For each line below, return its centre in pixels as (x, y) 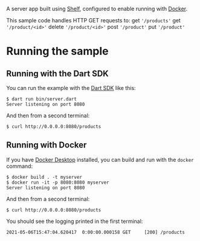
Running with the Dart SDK (57, 73)
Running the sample (57, 51)
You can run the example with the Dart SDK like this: (71, 88)
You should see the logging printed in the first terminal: (75, 221)
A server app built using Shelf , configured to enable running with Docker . (97, 9)
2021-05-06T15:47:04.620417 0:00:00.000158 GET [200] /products (96, 232)
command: (20, 166)
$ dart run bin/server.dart (42, 99)
